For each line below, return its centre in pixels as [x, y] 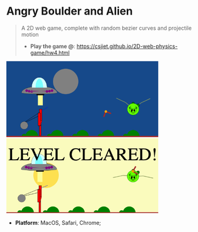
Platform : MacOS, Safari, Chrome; [58, 223]
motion [30, 34]
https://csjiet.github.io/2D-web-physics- [127, 46]
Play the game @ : [53, 46]
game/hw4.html [50, 52]
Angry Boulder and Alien [70, 11]
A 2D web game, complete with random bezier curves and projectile [106, 28]
